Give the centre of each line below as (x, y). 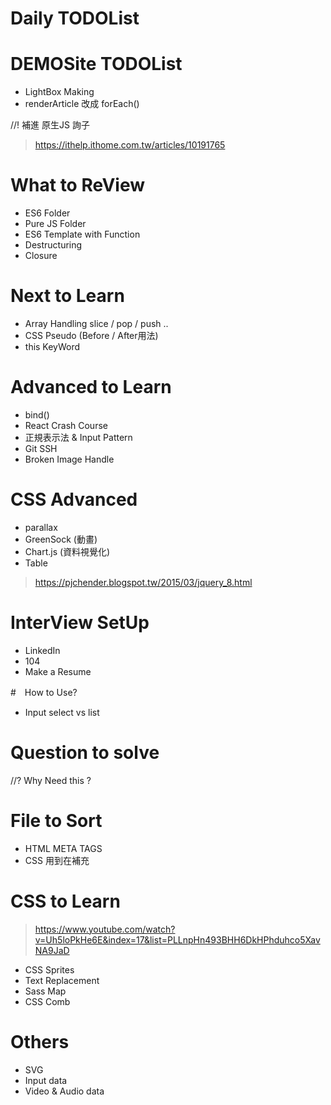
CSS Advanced (74, 499)
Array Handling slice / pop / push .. (96, 323)
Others (40, 1041)
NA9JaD (52, 950)
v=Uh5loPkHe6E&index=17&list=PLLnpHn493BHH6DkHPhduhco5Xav (177, 939)
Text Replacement (62, 980)
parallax (41, 527)
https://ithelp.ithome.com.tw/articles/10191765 (130, 145)
